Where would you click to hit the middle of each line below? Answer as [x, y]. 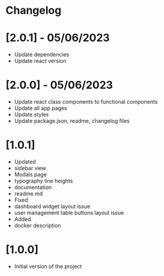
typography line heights [43, 181]
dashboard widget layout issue [52, 206]
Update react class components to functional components [86, 102]
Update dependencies [42, 55]
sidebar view [30, 168]
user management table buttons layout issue [69, 213]
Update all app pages [40, 108]
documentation [33, 187]
